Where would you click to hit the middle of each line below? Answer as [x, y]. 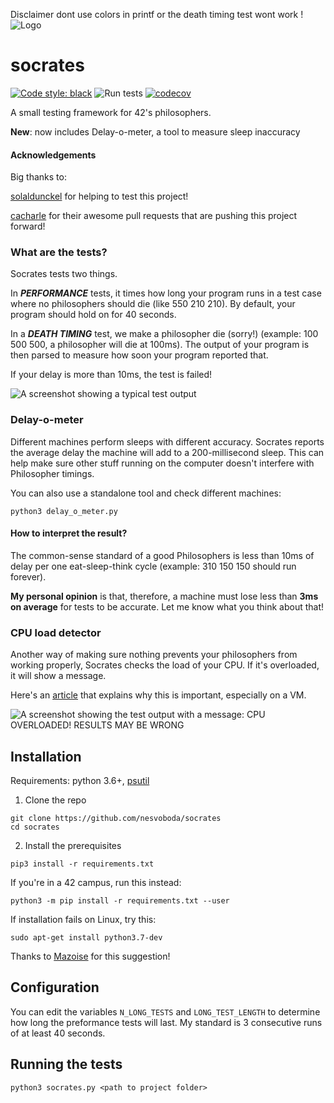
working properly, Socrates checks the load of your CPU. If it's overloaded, [165, 665]
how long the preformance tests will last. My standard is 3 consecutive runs [166, 1022]
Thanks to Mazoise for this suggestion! [90, 956]
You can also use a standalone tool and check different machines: [146, 493]
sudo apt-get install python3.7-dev [86, 938]
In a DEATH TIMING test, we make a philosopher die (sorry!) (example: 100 [164, 334]
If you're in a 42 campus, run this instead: [96, 883]
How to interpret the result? [69, 533]
